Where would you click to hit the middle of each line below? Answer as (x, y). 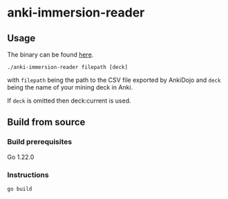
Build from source (46, 122)
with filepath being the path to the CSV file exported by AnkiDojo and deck (114, 80)
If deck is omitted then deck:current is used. (69, 101)
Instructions (28, 175)
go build (20, 189)
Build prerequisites (40, 142)
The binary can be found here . (50, 54)
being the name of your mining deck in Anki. (70, 87)
